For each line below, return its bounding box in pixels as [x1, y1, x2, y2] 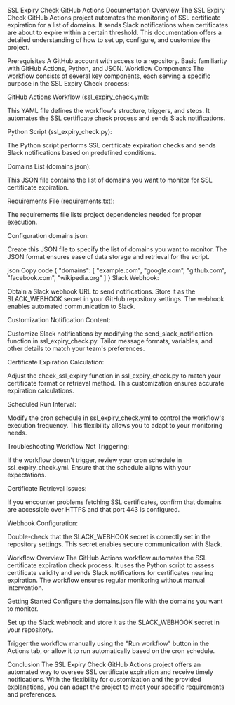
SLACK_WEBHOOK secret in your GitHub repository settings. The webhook [7, 295, 224, 303]
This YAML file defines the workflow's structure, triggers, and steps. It [7, 107, 210, 114]
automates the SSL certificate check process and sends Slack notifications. [7, 114, 226, 122]
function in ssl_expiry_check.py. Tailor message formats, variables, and [7, 337, 213, 345]
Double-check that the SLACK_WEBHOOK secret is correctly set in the [7, 533, 211, 541]
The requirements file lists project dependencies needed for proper [7, 211, 202, 218]
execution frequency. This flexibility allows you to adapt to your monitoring [7, 421, 223, 429]
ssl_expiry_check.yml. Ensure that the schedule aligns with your [7, 463, 192, 471]
